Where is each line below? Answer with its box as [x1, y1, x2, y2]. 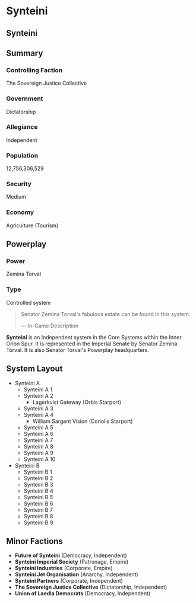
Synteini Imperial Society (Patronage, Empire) [14, 558, 129, 565]
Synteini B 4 [23, 487, 53, 494]
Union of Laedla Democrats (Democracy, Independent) [14, 590, 151, 597]
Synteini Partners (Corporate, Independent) [14, 577, 124, 585]
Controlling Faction [6, 66, 63, 74]
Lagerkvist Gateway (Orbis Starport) [32, 398, 122, 406]
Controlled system [6, 299, 51, 306]
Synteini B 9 [23, 519, 53, 526]
